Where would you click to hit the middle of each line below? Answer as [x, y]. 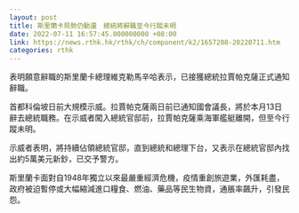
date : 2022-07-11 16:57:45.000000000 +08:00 [93, 34]
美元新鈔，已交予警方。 [80, 159]
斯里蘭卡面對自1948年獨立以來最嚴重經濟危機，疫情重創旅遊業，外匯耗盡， [147, 177]
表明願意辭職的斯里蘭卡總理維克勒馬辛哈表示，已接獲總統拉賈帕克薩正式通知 [149, 77]
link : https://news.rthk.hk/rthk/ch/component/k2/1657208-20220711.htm [145, 42]
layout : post [33, 17]
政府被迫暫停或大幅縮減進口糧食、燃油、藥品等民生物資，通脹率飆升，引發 [145, 189]
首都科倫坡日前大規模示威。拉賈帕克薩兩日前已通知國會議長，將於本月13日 [146, 106]
